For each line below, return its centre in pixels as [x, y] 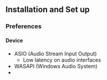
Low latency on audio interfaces [62, 60]
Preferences [24, 26]
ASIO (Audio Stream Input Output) [55, 54]
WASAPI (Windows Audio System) [56, 66]
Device [14, 40]
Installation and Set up [48, 10]
